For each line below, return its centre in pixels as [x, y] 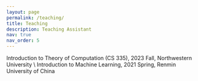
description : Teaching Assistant [49, 29]
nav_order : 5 [23, 40]
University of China [31, 71]
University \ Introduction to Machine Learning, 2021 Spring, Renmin [91, 64]
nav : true [19, 35]
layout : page [23, 12]
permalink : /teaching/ [35, 18]
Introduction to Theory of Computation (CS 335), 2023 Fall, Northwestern [99, 58]
